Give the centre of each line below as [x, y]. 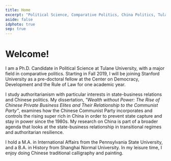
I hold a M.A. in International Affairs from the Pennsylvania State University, [84, 142]
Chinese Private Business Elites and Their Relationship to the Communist [82, 105]
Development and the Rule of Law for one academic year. [65, 85]
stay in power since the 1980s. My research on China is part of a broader [82, 122]
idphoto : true [20, 24]
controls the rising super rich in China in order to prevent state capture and [84, 116]
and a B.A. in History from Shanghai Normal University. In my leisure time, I [84, 148]
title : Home [18, 10]
